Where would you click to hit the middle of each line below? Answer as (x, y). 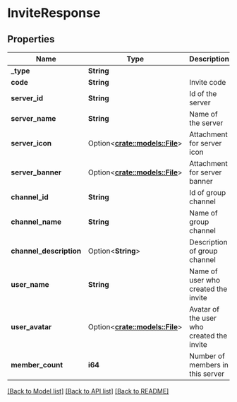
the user (203, 318)
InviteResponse (54, 13)
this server (207, 374)
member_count (37, 365)
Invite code (208, 82)
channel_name (36, 222)
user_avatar (31, 327)
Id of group (208, 193)
